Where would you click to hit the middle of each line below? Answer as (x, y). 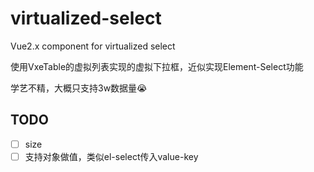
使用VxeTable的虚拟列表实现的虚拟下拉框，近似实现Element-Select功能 (157, 66)
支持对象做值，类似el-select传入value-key (111, 156)
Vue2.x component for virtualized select (93, 46)
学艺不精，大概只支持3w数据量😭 (79, 88)
